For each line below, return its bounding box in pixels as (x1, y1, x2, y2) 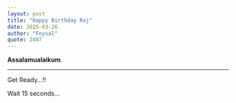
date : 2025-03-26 (7, 23, 58, 30)
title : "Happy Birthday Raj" (7, 17, 93, 24)
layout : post (7, 10, 46, 18)
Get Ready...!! (7, 76, 47, 84)
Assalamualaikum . (7, 55, 63, 64)
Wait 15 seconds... (7, 89, 60, 98)
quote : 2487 (7, 36, 42, 43)
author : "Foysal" (7, 29, 58, 37)
